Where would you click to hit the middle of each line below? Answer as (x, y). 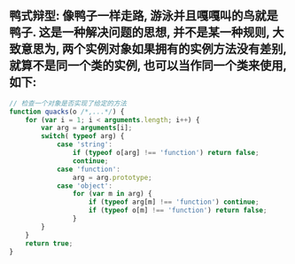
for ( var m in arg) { (112, 194)
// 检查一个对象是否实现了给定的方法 (68, 103)
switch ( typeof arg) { (83, 136)
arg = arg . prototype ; (112, 177)
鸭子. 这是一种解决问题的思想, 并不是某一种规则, (140, 32)
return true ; (49, 243)
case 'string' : (85, 144)
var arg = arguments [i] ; (87, 128)
